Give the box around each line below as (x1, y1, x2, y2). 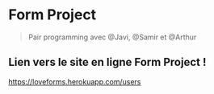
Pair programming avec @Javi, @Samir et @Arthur (27, 32, 197, 42)
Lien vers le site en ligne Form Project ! (8, 55, 207, 69)
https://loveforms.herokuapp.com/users (8, 76, 141, 86)
